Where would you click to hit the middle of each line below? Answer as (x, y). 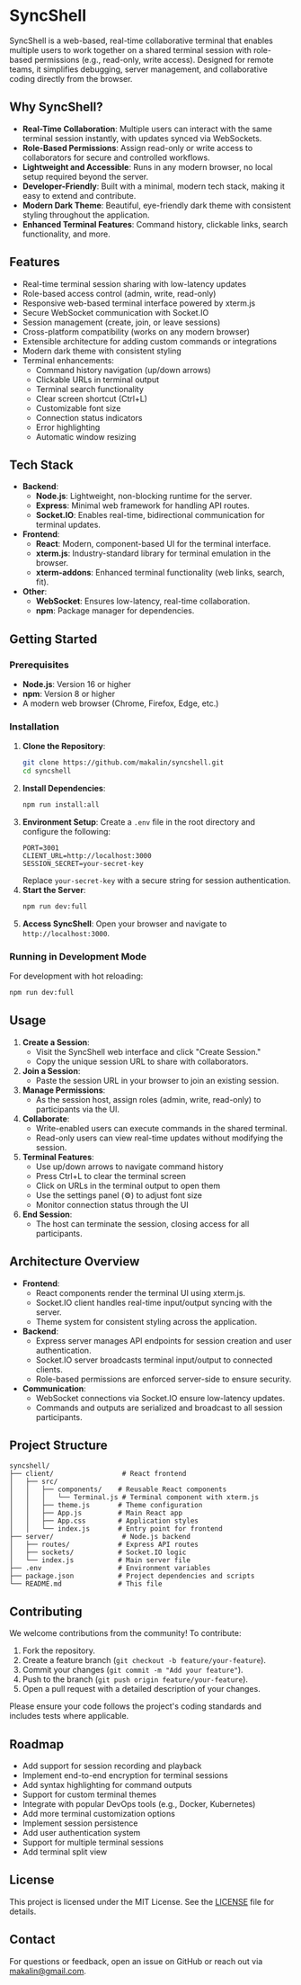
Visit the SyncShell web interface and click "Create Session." (148, 1051)
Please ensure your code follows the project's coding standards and (136, 1706)
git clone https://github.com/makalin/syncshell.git (123, 763)
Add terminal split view (65, 1852)
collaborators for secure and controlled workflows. (116, 157)
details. (23, 1911)
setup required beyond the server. (85, 176)
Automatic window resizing (86, 436)
